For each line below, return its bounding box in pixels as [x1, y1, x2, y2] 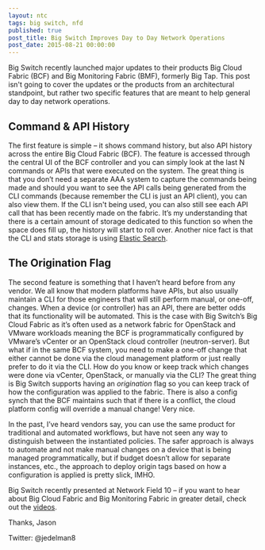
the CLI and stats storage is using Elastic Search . [8, 233, 168, 243]
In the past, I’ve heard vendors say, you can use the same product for [8, 419, 236, 429]
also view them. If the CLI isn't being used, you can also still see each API [8, 199, 248, 209]
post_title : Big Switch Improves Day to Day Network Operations [8, 33, 225, 42]
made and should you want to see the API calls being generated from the [8, 183, 247, 192]
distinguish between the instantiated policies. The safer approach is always [8, 436, 254, 445]
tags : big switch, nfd [8, 19, 83, 27]
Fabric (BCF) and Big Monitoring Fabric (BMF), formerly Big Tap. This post [8, 71, 251, 81]
